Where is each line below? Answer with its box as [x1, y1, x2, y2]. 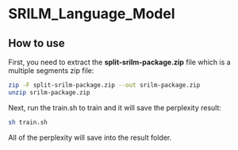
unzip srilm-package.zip [8, 88, 90, 96]
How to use [8, 37, 65, 50]
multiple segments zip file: [8, 66, 94, 75]
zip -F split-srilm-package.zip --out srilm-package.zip [8, 81, 201, 89]
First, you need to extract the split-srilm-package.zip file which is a [8, 57, 232, 67]
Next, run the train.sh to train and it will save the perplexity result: [8, 102, 222, 112]
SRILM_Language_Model [8, 5, 175, 23]
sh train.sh [8, 118, 48, 126]
